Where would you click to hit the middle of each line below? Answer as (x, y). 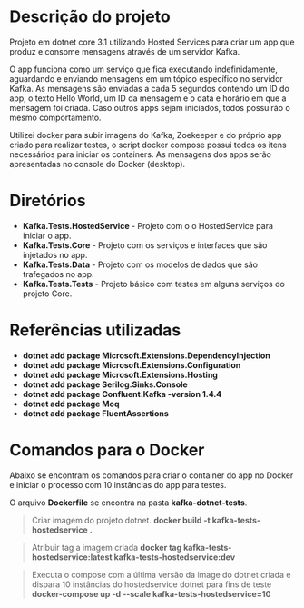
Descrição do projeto (90, 17)
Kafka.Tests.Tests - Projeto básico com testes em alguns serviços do (154, 284)
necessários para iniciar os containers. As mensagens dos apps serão (141, 154)
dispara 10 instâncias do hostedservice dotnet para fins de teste (152, 584)
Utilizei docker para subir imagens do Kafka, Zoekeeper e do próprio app (146, 135)
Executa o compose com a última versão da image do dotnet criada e (161, 574)
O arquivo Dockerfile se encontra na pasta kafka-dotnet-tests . (128, 503)
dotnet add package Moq (71, 404)
